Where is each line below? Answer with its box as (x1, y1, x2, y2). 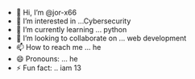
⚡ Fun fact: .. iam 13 (15, 63, 82, 73)
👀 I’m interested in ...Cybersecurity (15, 16, 131, 26)
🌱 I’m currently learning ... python (15, 25, 127, 34)
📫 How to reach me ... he (15, 43, 102, 52)
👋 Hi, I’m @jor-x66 (15, 8, 77, 17)
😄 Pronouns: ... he (15, 54, 78, 64)
